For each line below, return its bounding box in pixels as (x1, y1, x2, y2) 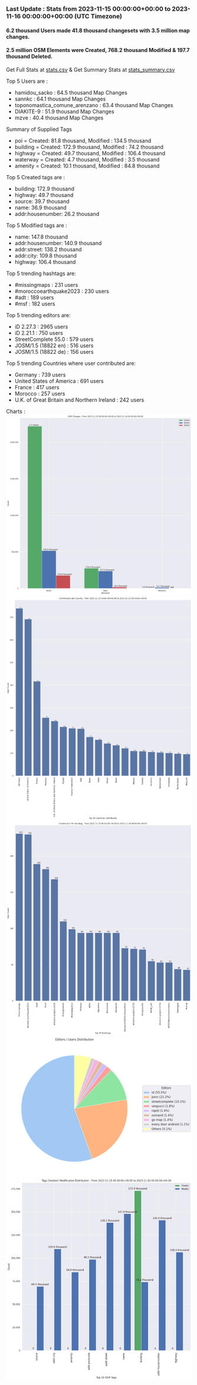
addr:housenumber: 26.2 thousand (14, 210, 100, 217)
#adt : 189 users (14, 293, 54, 301)
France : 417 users (14, 383, 60, 390)
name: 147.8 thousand (14, 233, 68, 240)
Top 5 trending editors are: (6, 311, 71, 318)
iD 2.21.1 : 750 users (14, 329, 63, 336)
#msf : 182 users (14, 300, 55, 307)
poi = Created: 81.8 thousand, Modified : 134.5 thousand (14, 137, 152, 144)
